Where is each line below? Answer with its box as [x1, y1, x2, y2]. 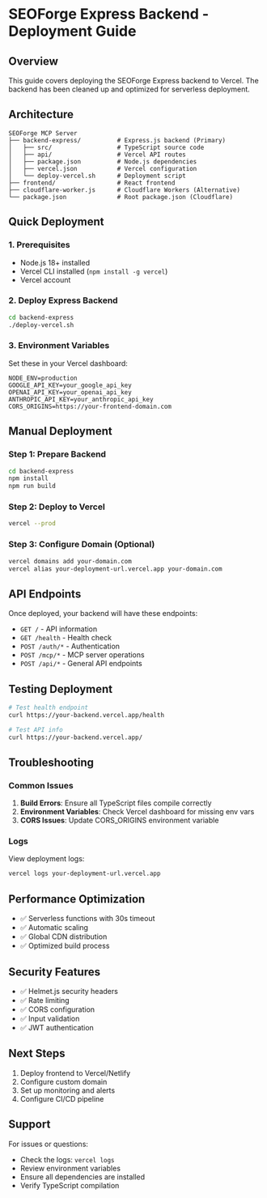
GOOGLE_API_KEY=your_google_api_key [8, 381, 132, 389]
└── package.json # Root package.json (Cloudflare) [8, 193, 233, 201]
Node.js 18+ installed [19, 257, 91, 267]
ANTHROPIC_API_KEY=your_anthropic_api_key [8, 395, 154, 403]
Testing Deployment [8, 682, 113, 696]
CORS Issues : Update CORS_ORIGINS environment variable [19, 815, 219, 826]
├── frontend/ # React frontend [8, 179, 176, 187]
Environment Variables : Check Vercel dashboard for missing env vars [19, 807, 255, 817]
